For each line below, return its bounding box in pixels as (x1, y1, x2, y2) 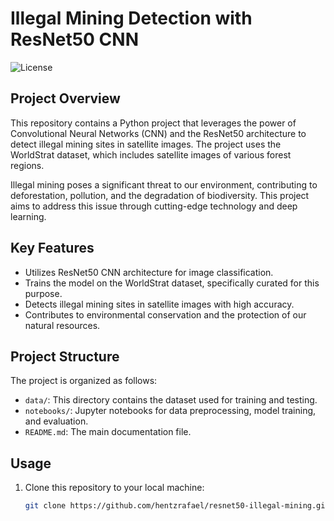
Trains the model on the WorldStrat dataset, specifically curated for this (24, 277, 320, 289)
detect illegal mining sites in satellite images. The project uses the (10, 138, 282, 150)
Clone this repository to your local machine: (24, 482, 205, 494)
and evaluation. (24, 415, 89, 427)
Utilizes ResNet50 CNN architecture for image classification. (24, 266, 274, 278)
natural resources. (24, 319, 101, 331)
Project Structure (10, 348, 120, 365)
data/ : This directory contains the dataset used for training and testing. (24, 394, 318, 406)
